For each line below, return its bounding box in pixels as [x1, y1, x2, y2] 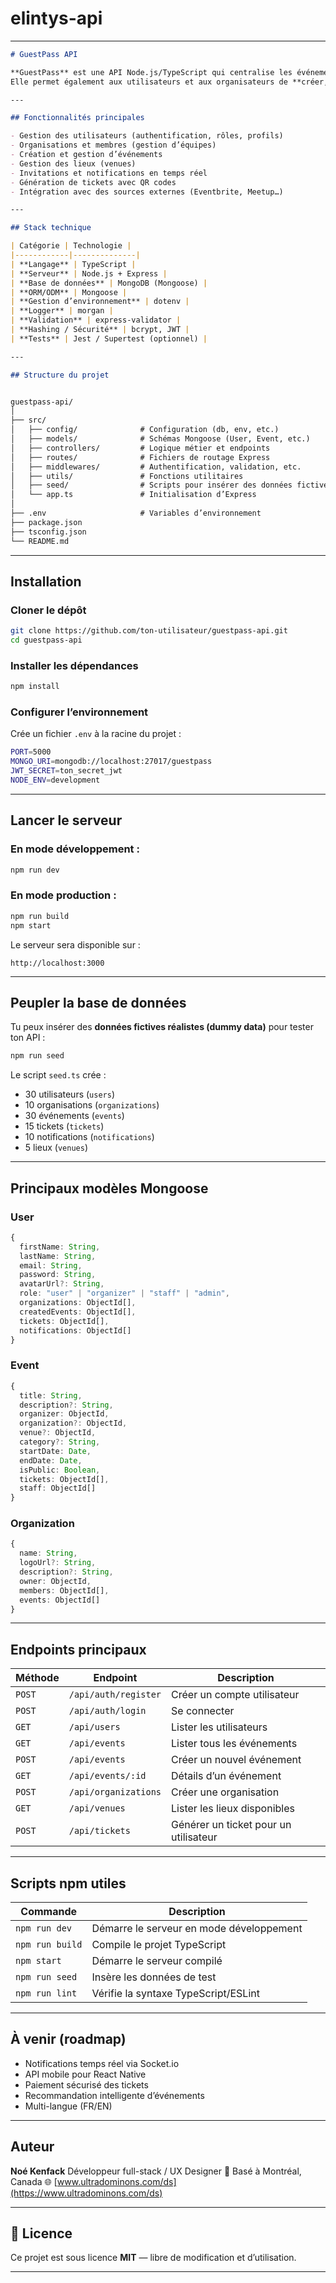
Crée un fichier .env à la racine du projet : [10, 728, 182, 740]
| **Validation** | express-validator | [10, 315, 182, 326]
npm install [10, 682, 60, 692]
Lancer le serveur [10, 812, 123, 829]
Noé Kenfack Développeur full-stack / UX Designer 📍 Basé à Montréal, [10, 2165, 302, 2177]
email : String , [19, 1260, 83, 1271]
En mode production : [10, 888, 117, 902]
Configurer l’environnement [10, 705, 149, 719]
